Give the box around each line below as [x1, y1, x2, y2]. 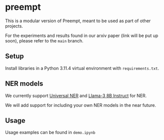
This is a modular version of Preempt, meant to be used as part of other [5, 18, 151, 24]
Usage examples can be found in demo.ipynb [5, 130, 95, 136]
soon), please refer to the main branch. [5, 37, 84, 43]
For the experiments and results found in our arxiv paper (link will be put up [5, 33, 159, 38]
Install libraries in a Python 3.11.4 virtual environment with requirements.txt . [5, 65, 160, 71]
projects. [5, 23, 23, 29]
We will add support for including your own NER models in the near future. [5, 102, 157, 108]
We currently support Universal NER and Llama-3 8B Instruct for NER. [5, 93, 147, 99]
